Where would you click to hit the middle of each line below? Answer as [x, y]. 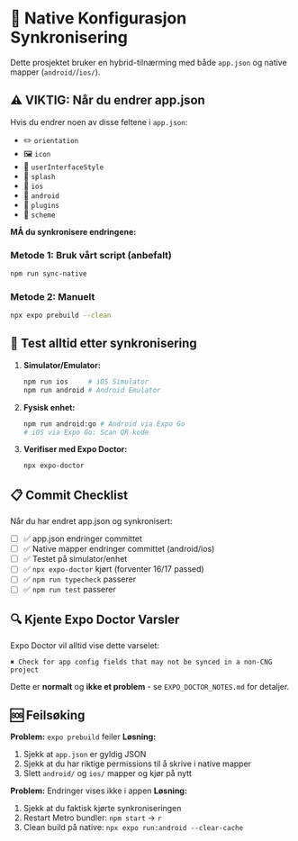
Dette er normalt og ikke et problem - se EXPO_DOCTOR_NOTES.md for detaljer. [150, 687]
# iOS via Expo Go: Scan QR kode [86, 432]
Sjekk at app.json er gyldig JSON [85, 755]
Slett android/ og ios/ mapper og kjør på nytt [108, 773]
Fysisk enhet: [49, 407]
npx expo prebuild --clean [61, 316]
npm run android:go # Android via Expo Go [104, 424]
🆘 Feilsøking [48, 715]
